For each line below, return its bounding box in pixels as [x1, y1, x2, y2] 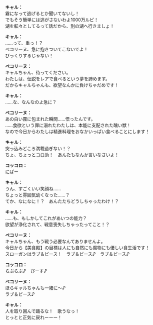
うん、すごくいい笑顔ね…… [5, 186, 61, 192]
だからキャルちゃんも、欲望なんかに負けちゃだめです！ [5, 82, 119, 88]
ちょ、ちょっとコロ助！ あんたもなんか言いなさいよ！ [5, 152, 119, 158]
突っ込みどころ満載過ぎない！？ [5, 146, 71, 152]
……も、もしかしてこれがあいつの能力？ [5, 215, 87, 222]
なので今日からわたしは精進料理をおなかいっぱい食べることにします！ [5, 129, 150, 135]
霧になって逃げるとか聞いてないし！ [5, 11, 79, 17]
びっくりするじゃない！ [5, 53, 53, 59]
